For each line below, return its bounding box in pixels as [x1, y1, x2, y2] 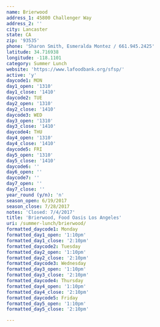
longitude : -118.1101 [6, 55, 62, 61]
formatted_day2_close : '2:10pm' [6, 254, 89, 261]
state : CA [6, 32, 32, 38]
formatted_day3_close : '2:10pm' [6, 272, 89, 278]
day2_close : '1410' [6, 106, 56, 112]
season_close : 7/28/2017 [6, 203, 70, 210]
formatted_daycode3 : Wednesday [6, 261, 86, 267]
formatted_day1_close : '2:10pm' [6, 237, 89, 243]
